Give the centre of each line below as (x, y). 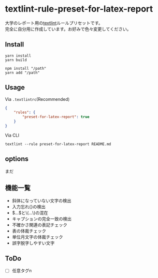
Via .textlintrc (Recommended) (37, 99)
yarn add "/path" (22, 73)
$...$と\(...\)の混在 (30, 213)
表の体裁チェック (29, 231)
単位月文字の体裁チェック (37, 237)
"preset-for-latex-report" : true (56, 117)
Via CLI (12, 135)
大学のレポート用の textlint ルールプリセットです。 (54, 23)
